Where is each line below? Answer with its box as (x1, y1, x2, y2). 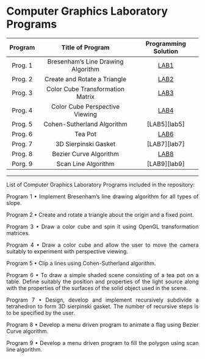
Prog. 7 (12, 139, 33, 148)
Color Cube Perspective (51, 102, 120, 111)
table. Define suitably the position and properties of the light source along (6, 278, 199, 285)
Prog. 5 (12, 120, 33, 128)
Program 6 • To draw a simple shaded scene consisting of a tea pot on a (6, 271, 199, 278)
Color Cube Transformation (46, 84, 125, 93)
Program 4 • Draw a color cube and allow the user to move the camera (6, 241, 199, 248)
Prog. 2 (12, 74, 33, 83)
